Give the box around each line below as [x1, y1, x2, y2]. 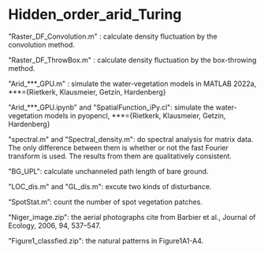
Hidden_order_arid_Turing [8, 6, 182, 24]
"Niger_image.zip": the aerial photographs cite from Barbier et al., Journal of [8, 212, 256, 221]
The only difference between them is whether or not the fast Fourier [8, 143, 229, 152]
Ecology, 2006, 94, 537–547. [8, 221, 101, 230]
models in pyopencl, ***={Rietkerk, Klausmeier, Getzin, [44, 110, 226, 120]
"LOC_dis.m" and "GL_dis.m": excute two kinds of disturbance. [8, 181, 212, 191]
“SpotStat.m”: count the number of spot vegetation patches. [8, 197, 203, 206]
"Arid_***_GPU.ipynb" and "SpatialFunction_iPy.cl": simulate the [8, 102, 214, 112]
